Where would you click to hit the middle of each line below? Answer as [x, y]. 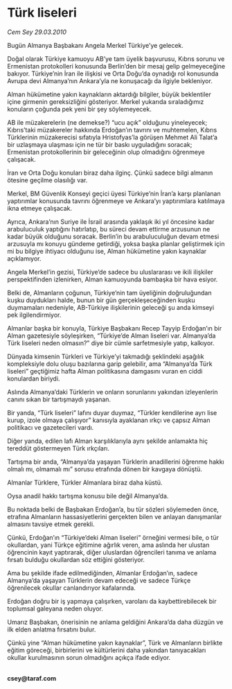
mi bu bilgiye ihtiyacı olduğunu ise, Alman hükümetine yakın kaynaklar [107, 251]
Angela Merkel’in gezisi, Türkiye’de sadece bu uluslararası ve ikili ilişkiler [110, 272]
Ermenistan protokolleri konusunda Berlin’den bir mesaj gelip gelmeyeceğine [116, 66]
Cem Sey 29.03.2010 [37, 32]
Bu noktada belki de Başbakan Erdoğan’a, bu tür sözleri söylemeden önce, [113, 509]
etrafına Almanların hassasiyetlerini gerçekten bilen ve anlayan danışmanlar [115, 516]
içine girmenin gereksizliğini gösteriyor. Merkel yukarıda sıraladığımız [106, 101]
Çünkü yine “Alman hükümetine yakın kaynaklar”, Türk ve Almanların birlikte [115, 643]
